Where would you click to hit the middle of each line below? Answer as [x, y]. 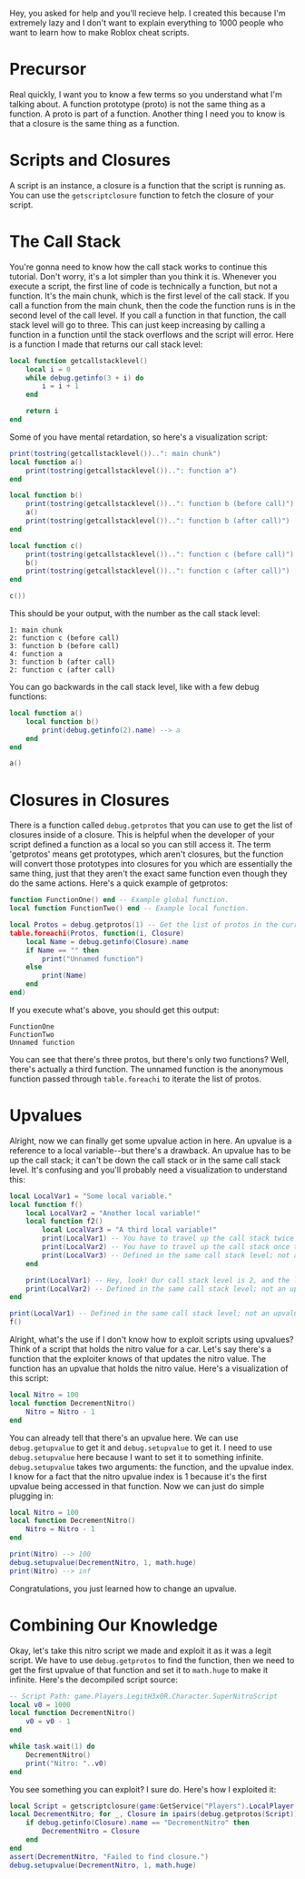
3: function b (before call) [64, 646]
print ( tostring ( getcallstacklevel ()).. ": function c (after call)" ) [158, 571]
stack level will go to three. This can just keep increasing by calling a [138, 325]
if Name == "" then [63, 950]
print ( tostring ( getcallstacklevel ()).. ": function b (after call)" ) [158, 521]
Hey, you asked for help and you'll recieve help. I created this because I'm [148, 13]
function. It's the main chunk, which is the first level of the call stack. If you [149, 296]
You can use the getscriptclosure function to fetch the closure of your [142, 195]
